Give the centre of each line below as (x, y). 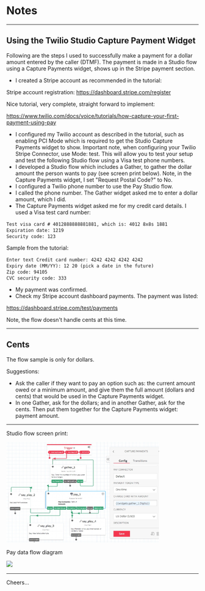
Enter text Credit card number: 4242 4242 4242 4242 (75, 260)
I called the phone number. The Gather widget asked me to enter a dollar (106, 193)
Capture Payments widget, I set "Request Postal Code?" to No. (94, 180)
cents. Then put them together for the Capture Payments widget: (96, 409)
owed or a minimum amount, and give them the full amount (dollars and (105, 390)
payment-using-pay (31, 122)
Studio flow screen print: (37, 433)
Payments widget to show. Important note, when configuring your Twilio (106, 147)
